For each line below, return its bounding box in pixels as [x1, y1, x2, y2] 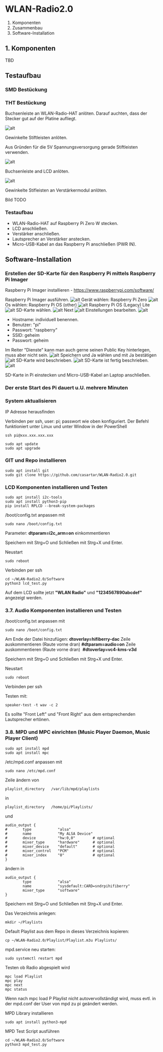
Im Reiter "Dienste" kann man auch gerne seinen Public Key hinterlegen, [5, 347, 151, 353]
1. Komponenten [5, 44, 56, 52]
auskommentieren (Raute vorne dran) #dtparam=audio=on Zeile [5, 641, 136, 648]
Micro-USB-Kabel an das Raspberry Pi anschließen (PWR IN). [12, 241, 137, 247]
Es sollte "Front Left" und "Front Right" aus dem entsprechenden [5, 711, 136, 717]
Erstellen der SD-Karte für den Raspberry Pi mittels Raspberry [5, 270, 156, 276]
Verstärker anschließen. [12, 230, 61, 236]
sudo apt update [5, 441, 38, 447]
